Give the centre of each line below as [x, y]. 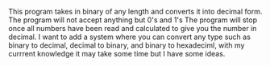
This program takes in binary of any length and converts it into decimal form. [135, 12]
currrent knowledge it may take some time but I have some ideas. [117, 54]
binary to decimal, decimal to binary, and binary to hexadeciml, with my [127, 45]
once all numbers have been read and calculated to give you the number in [133, 28]
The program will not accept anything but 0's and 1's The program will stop [133, 20]
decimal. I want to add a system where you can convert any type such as [130, 37]
